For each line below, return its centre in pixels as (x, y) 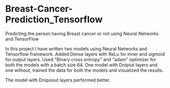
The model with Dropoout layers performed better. (58, 80)
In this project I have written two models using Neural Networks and (76, 49)
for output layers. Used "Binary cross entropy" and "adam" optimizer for (81, 59)
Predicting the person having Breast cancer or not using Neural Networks (82, 33)
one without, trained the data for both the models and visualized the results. (84, 70)
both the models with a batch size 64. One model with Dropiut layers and (81, 65)
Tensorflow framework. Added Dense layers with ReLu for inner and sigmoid (85, 54)
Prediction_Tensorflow (54, 19)
